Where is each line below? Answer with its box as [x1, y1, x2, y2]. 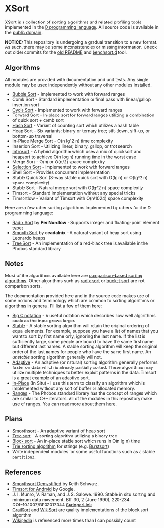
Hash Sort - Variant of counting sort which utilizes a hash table [12, 122, 139, 128]
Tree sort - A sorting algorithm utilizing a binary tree [12, 433, 117, 439]
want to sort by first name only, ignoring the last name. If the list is [12, 333, 146, 339]
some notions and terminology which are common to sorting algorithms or [5, 298, 155, 303]
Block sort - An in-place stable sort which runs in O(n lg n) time [12, 438, 140, 444]
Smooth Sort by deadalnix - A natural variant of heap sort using [12, 230, 141, 235]
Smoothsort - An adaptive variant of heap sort [12, 428, 105, 434]
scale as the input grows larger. [12, 318, 76, 323]
